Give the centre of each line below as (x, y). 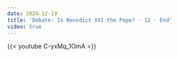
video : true (24, 26)
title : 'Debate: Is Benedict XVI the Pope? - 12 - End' (90, 20)
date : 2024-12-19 (32, 14)
